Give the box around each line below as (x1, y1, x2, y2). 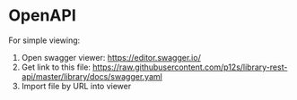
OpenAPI (8, 5, 77, 26)
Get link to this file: (21, 62, 92, 72)
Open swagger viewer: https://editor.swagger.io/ (21, 52, 201, 62)
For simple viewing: (8, 35, 81, 46)
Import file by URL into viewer (21, 80, 132, 91)
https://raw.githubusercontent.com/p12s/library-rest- (92, 62, 288, 72)
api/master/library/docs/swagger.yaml (21, 71, 162, 81)
